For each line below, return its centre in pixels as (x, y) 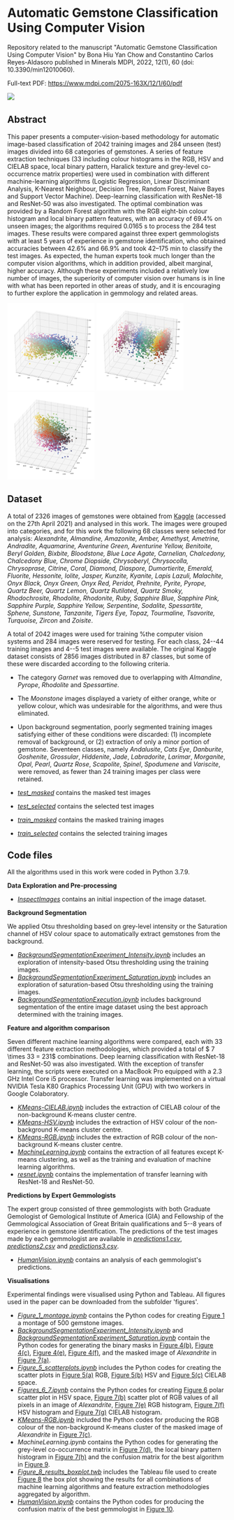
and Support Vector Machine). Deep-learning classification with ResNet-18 (115, 196)
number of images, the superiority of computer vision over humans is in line (116, 278)
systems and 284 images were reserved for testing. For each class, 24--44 (116, 641)
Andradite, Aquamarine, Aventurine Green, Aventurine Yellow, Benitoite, (110, 545)
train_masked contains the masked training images (90, 820)
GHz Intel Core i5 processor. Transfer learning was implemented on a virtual (116, 1079)
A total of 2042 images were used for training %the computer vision (105, 634)
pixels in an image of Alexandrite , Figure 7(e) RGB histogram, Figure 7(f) (121, 1405)
